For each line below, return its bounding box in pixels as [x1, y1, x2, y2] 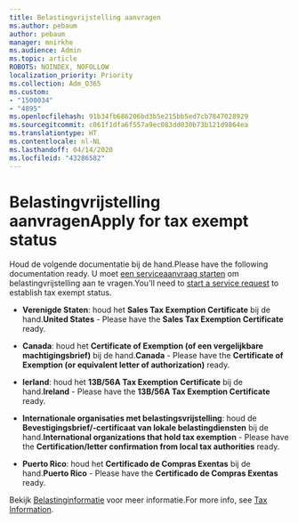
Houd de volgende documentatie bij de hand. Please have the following [9, 259, 269, 270]
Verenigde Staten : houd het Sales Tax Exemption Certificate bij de [21, 304, 271, 316]
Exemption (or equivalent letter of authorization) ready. [21, 359, 230, 370]
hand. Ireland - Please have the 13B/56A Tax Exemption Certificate [21, 386, 270, 397]
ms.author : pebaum [9, 21, 77, 30]
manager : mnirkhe [9, 37, 74, 47]
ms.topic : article [9, 54, 77, 63]
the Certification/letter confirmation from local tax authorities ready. [21, 441, 280, 452]
